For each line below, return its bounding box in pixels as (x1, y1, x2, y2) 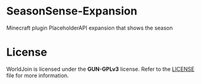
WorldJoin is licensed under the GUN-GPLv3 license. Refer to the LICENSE (6, 65, 195, 73)
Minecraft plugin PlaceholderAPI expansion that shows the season (6, 24, 173, 31)
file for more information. (6, 71, 69, 79)
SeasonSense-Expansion (6, 4, 137, 18)
